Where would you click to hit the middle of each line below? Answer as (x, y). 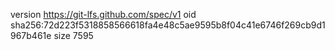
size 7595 (73, 35)
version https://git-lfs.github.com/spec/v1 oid (103, 14)
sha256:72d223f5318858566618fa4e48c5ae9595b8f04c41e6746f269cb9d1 (168, 25)
